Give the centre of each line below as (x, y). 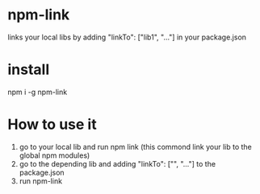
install (29, 70)
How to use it (52, 124)
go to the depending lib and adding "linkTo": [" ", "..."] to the (117, 163)
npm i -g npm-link (38, 92)
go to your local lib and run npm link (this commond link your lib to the (135, 147)
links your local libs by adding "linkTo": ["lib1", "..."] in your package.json (127, 37)
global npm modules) (55, 155)
